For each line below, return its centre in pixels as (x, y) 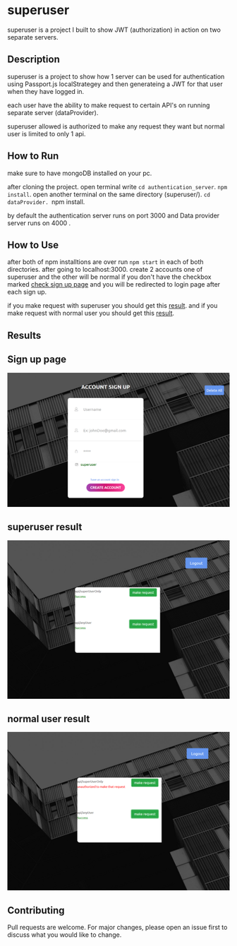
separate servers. (33, 37)
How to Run (33, 156)
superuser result (45, 527)
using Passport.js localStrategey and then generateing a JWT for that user (115, 84)
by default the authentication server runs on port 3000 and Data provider (114, 215)
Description (34, 60)
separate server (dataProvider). (53, 112)
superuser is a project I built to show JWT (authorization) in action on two (114, 30)
